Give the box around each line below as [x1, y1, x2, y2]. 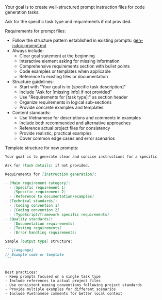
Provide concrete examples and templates [19, 104, 104, 110]
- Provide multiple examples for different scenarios [5, 286, 116, 292]
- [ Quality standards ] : [5, 217, 53, 221]
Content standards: [12, 110, 51, 116]
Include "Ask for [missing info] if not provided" [19, 89, 113, 95]
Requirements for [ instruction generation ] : [5, 172, 97, 177]
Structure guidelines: [12, 79, 54, 84]
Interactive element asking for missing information [19, 58, 120, 64]
